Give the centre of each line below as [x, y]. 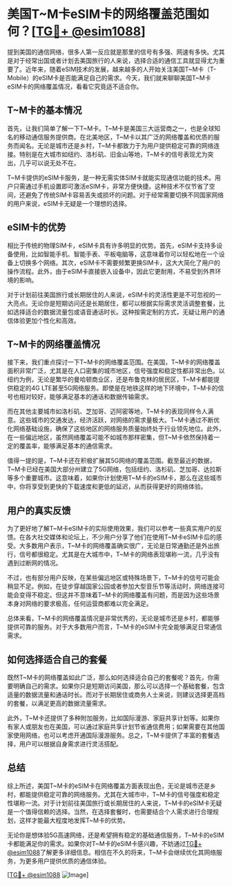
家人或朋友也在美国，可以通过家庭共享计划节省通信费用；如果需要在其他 [116, 727]
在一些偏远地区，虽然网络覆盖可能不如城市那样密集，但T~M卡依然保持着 [110, 437]
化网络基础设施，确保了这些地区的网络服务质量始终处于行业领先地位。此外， [116, 428]
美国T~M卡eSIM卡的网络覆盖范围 [102, 14]
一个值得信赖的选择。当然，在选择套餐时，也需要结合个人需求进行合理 [113, 811]
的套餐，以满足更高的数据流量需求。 [59, 703]
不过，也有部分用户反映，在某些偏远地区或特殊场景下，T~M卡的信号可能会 [113, 578]
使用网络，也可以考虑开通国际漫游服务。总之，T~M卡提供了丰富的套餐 [113, 735]
